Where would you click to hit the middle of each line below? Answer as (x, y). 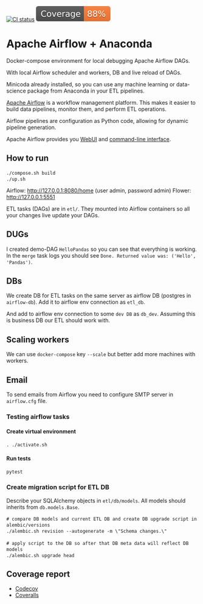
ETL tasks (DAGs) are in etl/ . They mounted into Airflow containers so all (98, 209)
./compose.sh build (31, 173)
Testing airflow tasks (38, 416)
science (16, 91)
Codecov (26, 589)
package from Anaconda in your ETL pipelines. (86, 91)
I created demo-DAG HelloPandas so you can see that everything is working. (101, 249)
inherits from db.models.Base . (43, 507)
